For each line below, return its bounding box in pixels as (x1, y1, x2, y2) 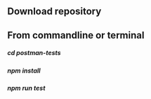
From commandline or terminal (7, 29, 145, 41)
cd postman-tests (7, 49, 61, 57)
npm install (7, 66, 41, 75)
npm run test (7, 84, 46, 93)
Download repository (7, 6, 102, 17)
